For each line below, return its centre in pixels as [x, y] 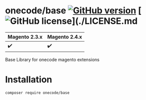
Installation [29, 80]
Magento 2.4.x [65, 37]
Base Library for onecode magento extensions [52, 59]
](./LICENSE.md [104, 21]
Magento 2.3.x [25, 37]
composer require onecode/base [37, 93]
